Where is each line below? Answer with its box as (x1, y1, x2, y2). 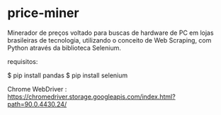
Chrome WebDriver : (7, 84, 67, 93)
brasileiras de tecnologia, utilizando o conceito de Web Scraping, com (7, 35, 212, 44)
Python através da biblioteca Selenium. (7, 43, 122, 52)
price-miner (7, 5, 79, 21)
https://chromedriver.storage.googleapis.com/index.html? (7, 92, 176, 101)
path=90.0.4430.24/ (7, 99, 67, 108)
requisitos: (7, 57, 38, 65)
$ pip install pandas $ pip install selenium (7, 71, 128, 80)
